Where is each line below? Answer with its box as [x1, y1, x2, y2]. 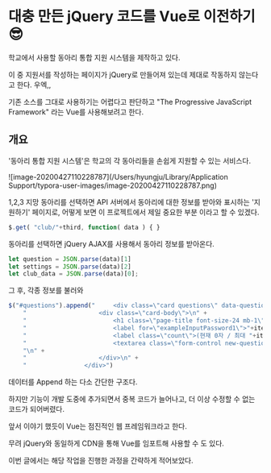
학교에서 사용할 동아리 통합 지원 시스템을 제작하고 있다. [8, 52, 181, 62]
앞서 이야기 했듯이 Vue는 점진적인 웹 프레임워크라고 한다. [8, 421, 187, 431]
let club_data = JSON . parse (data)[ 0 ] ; [8, 270, 139, 278]
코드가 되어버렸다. [8, 405, 65, 414]
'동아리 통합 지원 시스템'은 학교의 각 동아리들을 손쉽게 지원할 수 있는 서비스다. [8, 156, 252, 165]
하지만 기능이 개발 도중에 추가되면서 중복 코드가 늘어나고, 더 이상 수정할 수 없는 [8, 394, 256, 404]
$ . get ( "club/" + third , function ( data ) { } [8, 223, 161, 231]
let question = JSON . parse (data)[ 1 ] [8, 255, 131, 263]
